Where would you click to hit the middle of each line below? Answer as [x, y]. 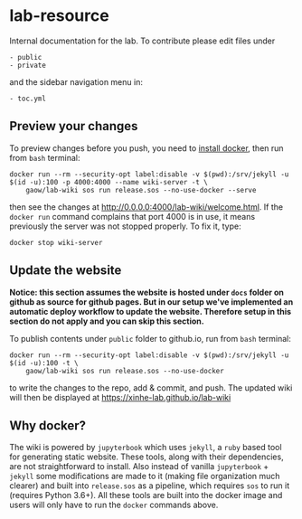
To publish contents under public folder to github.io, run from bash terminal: [150, 338]
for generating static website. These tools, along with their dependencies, [146, 457]
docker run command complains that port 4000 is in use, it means [132, 216]
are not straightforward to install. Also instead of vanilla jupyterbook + [139, 467]
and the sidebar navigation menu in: [76, 81]
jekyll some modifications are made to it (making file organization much [145, 477]
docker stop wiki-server [56, 242]
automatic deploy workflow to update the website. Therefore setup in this [151, 311]
